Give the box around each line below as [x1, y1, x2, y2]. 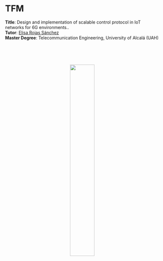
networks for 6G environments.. [5, 24, 70, 30]
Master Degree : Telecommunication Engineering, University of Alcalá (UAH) [5, 35, 159, 41]
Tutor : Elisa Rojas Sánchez [5, 29, 59, 35]
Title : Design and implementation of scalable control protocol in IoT [5, 19, 141, 25]
